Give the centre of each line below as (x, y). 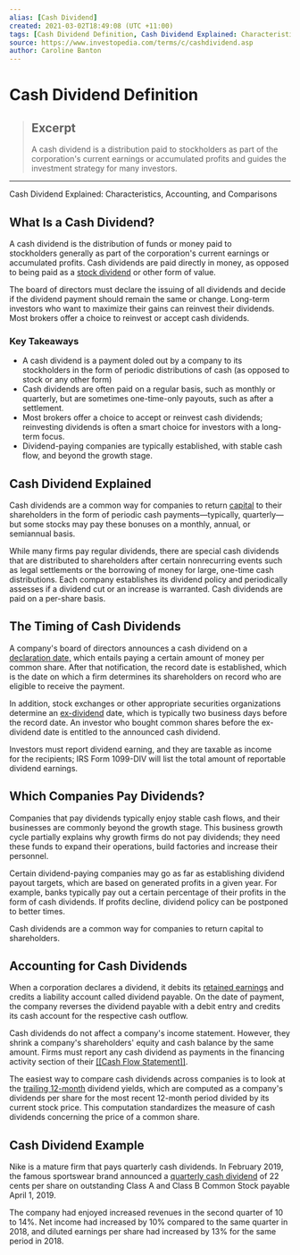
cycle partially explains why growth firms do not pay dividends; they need (145, 837)
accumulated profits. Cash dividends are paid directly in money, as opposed (149, 262)
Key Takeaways (44, 341)
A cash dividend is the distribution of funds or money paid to (121, 243)
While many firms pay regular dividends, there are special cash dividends (144, 552)
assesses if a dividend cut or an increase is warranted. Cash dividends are (146, 589)
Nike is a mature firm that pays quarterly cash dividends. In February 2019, (146, 1167)
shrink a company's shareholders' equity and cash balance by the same (142, 1043)
